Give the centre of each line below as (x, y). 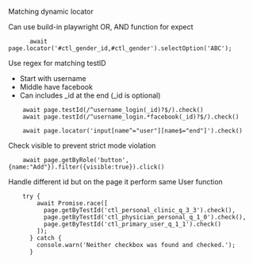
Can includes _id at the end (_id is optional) (90, 95)
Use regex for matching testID (57, 63)
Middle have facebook (56, 87)
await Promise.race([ (73, 203)
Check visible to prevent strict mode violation (82, 145)
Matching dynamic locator (51, 12)
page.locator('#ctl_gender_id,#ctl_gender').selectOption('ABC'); (120, 48)
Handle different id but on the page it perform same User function (116, 182)
